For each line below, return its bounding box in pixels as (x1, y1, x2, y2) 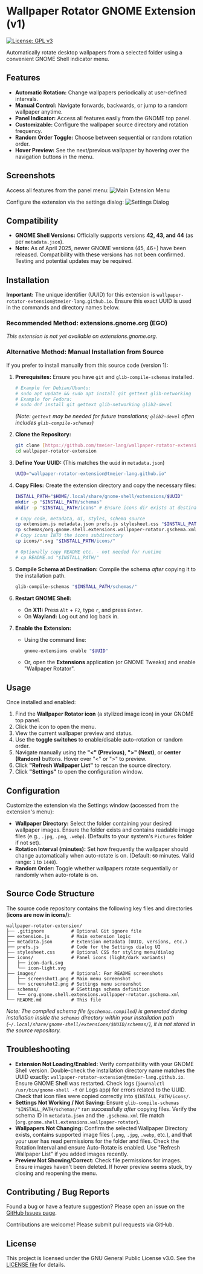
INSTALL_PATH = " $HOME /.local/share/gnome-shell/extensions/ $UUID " (14, 493, 183, 499)
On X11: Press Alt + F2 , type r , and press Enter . (24, 606, 143, 613)
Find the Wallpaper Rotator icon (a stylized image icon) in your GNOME (14, 710, 194, 717)
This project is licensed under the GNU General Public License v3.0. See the (6, 1255, 196, 1262)
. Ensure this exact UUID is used (111, 297, 192, 305)
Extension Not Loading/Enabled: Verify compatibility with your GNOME (14, 1060, 195, 1067)
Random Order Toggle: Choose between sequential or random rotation (14, 134, 192, 141)
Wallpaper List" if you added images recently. (14, 1150, 129, 1157)
